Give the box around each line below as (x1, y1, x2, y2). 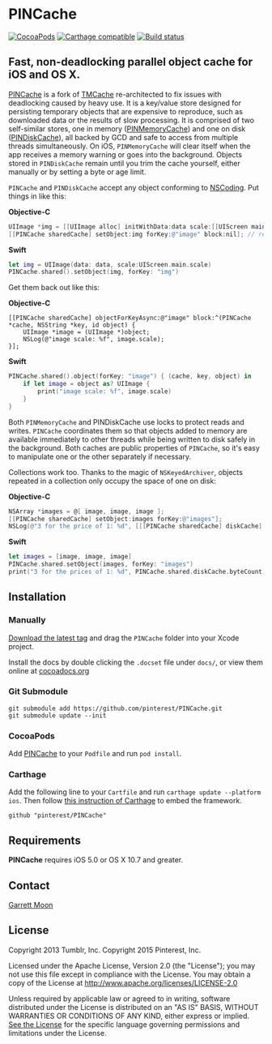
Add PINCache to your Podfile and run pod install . (8, 749, 182, 759)
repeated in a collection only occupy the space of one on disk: (8, 476, 217, 486)
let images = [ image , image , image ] (8, 553, 132, 561)
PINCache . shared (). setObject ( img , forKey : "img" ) (8, 268, 180, 276)
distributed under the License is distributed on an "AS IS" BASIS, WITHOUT (8, 1002, 259, 1012)
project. (8, 641, 35, 651)
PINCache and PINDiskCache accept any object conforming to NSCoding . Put (8, 182, 259, 192)
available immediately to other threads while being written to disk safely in (8, 434, 256, 444)
